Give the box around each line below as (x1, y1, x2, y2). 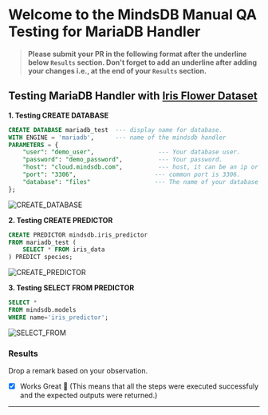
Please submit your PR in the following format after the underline (27, 49, 247, 58)
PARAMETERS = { (8, 141, 59, 149)
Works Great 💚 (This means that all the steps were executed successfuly (19, 381, 259, 391)
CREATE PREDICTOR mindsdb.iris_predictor (8, 230, 148, 239)
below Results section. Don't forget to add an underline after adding (27, 58, 258, 67)
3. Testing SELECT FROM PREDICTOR (8, 283, 135, 293)
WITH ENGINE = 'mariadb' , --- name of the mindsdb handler (8, 134, 227, 142)
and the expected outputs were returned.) (19, 390, 158, 401)
